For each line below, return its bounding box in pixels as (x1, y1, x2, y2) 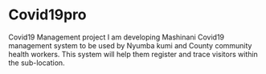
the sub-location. (8, 58, 66, 68)
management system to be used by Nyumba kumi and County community (8, 40, 252, 50)
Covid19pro (8, 6, 87, 24)
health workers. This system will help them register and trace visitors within (8, 49, 259, 59)
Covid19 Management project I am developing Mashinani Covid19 (8, 32, 225, 42)
